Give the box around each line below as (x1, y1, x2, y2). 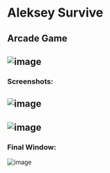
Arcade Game (7, 33, 68, 44)
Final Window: (7, 142, 57, 152)
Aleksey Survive (7, 5, 104, 21)
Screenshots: (7, 76, 54, 86)
